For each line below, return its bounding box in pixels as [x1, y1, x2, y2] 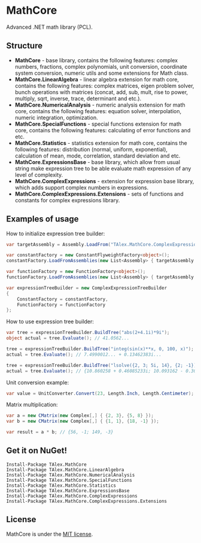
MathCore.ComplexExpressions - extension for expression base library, [14, 177, 194, 184]
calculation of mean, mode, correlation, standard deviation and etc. [14, 152, 181, 159]
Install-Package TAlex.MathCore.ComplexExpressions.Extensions [6, 498, 167, 504]
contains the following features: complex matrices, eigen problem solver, [14, 82, 194, 89]
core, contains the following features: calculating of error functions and [14, 126, 191, 134]
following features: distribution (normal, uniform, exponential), [14, 145, 168, 153]
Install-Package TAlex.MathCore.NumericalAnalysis [6, 472, 135, 478]
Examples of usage [6, 214, 79, 225]
